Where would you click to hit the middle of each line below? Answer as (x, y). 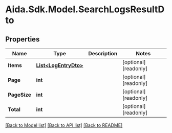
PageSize (20, 95)
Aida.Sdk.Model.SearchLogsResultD (85, 9)
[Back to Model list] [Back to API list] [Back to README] (64, 125)
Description (103, 53)
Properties (23, 39)
